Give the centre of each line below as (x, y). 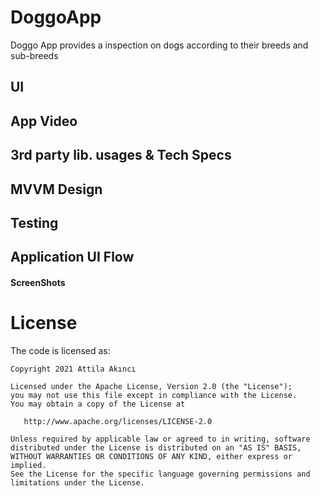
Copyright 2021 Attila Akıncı (73, 369)
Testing (34, 222)
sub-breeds (34, 55)
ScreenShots (38, 282)
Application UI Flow (72, 257)
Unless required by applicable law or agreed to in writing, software (160, 439)
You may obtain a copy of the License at (98, 404)
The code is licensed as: (60, 350)
